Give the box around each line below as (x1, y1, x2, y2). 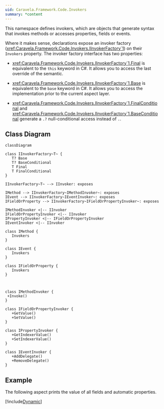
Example (5, 376, 32, 384)
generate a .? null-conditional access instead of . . (19, 116, 122, 122)
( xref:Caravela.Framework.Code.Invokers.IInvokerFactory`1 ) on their (5, 45, 142, 51)
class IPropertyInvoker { (5, 328, 58, 333)
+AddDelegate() (11, 354, 43, 359)
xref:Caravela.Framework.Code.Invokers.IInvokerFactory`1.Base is (12, 80, 146, 86)
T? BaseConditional (11, 160, 52, 165)
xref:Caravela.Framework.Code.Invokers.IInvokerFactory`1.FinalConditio (12, 100, 158, 106)
